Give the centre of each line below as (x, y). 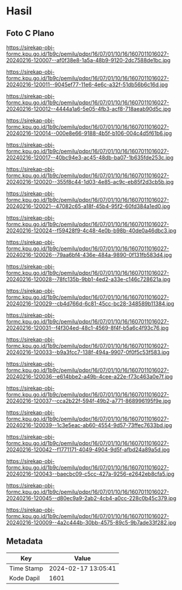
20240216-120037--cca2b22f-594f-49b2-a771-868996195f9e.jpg (89, 401)
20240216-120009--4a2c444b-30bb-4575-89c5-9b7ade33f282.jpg (91, 523)
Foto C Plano (30, 33)
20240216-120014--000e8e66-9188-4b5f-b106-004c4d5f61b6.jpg (89, 133)
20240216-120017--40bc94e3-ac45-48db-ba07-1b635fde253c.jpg (90, 158)
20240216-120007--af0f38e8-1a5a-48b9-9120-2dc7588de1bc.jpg (88, 60)
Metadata (25, 541)
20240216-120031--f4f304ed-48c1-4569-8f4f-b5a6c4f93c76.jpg (87, 328)
